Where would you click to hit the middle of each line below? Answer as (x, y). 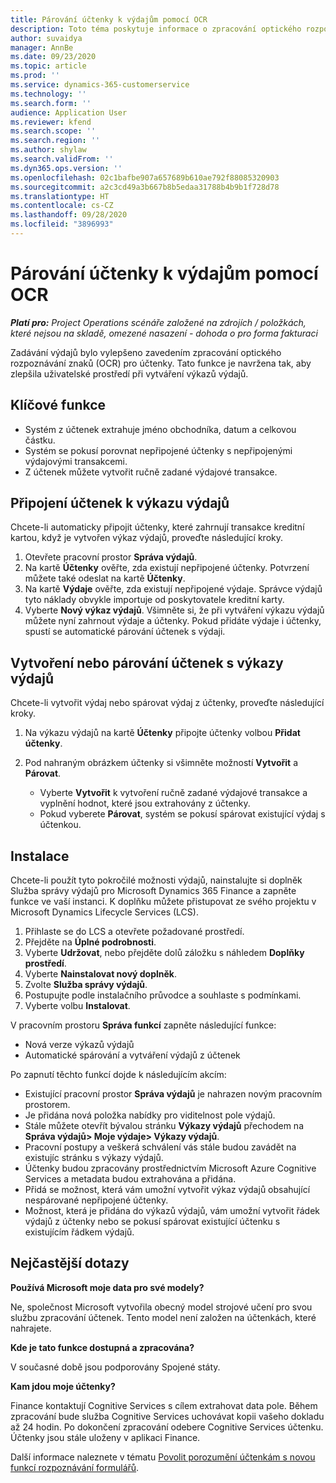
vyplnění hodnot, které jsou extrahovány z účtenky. (145, 803)
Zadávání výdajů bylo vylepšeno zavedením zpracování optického (146, 352)
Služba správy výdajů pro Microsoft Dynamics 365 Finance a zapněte (153, 891)
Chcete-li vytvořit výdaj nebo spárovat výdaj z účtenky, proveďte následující (167, 703)
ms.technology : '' (48, 94)
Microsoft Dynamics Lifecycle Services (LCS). (104, 912)
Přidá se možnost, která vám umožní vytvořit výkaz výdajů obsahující (167, 1190)
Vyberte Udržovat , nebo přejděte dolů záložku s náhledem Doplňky (164, 953)
